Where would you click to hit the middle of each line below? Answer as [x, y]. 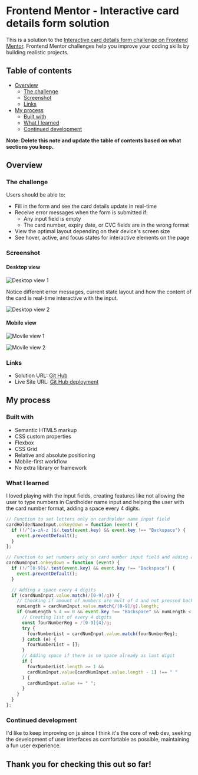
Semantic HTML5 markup [46, 430]
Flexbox [24, 442]
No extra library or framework [51, 467]
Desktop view [23, 267]
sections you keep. [30, 146]
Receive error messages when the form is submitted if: [81, 212]
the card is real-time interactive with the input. [62, 298]
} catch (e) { [39, 639]
